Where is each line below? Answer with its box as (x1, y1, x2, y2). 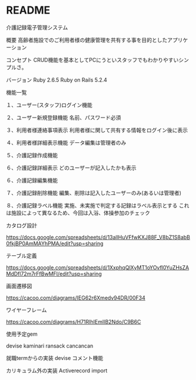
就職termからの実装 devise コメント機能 (6, 354, 104, 361)
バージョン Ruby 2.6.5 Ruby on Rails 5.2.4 (6, 76, 108, 83)
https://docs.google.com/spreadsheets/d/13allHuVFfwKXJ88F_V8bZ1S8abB (6, 233, 190, 241)
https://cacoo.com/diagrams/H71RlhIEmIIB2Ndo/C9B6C (6, 318, 141, 325)
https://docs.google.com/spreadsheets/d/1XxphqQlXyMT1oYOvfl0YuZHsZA (6, 264, 190, 271)
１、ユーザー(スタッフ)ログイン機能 (6, 101, 92, 108)
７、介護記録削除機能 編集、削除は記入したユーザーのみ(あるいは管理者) (6, 189, 181, 196)
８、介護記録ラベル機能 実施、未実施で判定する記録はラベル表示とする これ (6, 202, 190, 209)
